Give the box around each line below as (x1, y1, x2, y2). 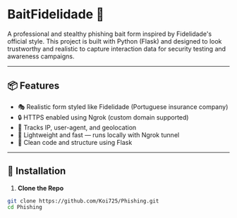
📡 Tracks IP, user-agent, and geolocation (17, 123, 137, 132)
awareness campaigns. (7, 52, 75, 60)
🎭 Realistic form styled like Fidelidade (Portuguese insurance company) (17, 102, 229, 111)
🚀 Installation (7, 165, 66, 177)
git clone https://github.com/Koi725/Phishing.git (7, 197, 159, 205)
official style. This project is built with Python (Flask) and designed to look (7, 37, 222, 45)
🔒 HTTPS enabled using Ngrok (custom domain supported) (17, 113, 189, 122)
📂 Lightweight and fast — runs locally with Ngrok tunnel (17, 130, 180, 139)
